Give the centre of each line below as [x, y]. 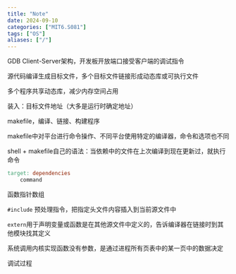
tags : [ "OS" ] [26, 34]
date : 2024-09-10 [33, 20]
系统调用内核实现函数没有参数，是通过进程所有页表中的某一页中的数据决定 [115, 248]
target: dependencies [39, 174]
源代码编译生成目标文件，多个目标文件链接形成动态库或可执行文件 [103, 76]
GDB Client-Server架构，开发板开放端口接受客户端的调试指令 [96, 61]
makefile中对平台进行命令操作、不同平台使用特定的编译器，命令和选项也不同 [118, 136]
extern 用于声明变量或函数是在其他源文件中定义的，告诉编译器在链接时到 [112, 224]
